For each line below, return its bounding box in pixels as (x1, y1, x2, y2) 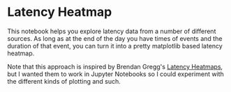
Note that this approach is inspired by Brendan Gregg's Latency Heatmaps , (7, 62, 223, 71)
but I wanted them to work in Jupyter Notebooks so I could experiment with (7, 70, 225, 78)
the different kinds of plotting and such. (7, 77, 121, 85)
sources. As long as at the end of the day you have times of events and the (7, 34, 223, 42)
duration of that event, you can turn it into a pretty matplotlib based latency (7, 42, 223, 50)
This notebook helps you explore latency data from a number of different (7, 27, 216, 35)
